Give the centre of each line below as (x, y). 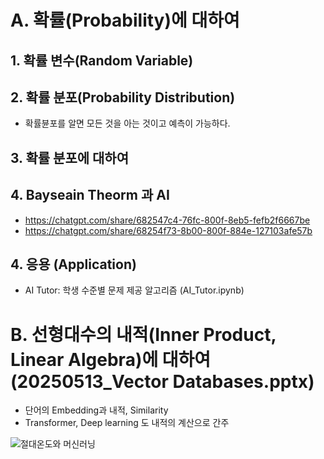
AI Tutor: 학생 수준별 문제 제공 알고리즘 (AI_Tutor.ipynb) (134, 290)
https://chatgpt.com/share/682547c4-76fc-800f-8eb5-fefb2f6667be (167, 220)
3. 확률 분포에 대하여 (69, 157)
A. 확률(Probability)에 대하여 (125, 20)
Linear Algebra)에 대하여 (111, 359)
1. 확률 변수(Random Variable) (102, 60)
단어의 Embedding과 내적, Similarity (96, 410)
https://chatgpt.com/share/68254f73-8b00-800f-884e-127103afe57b (168, 230)
